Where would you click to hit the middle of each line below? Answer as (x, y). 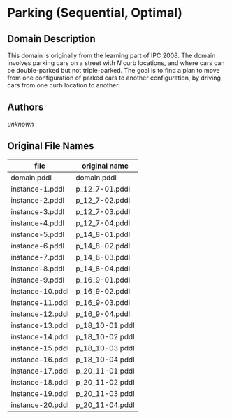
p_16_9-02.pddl (103, 291)
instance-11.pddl (40, 302)
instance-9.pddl (38, 280)
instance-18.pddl (40, 382)
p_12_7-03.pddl (103, 211)
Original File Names (51, 146)
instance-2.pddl (38, 200)
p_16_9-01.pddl (103, 280)
